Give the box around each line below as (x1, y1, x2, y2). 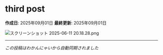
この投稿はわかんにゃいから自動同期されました (5, 45, 98, 51)
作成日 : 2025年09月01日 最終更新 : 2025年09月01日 (5, 20, 107, 26)
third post (5, 3, 45, 14)
